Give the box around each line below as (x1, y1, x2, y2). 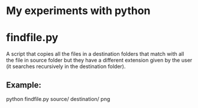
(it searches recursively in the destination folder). (6, 63, 126, 70)
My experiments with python (6, 4, 151, 18)
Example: (6, 80, 41, 90)
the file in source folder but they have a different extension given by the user (6, 57, 193, 64)
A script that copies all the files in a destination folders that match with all (6, 50, 184, 58)
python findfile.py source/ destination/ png (6, 95, 111, 102)
